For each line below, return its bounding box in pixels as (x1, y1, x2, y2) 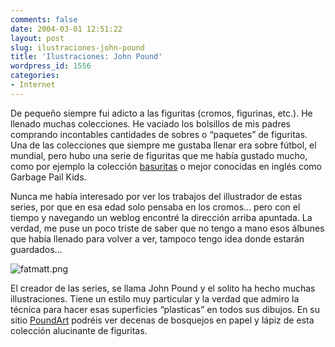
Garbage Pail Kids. (10, 171, 87, 183)
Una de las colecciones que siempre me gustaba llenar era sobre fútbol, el (10, 139, 317, 151)
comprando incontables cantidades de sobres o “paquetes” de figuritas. (10, 128, 308, 140)
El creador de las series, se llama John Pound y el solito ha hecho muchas (10, 282, 316, 294)
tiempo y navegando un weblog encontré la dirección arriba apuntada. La (10, 211, 313, 223)
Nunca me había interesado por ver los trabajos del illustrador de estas (10, 190, 303, 202)
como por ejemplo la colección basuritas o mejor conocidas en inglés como (10, 160, 322, 172)
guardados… (10, 243, 63, 255)
